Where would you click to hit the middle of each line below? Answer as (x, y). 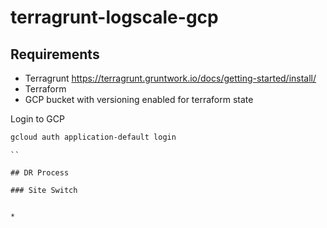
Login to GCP (37, 119)
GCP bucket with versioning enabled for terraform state (139, 99)
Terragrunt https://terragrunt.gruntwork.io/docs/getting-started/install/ (170, 78)
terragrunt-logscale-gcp (114, 17)
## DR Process (40, 172)
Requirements (55, 54)
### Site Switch (44, 190)
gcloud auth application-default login (93, 137)
